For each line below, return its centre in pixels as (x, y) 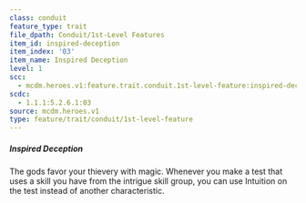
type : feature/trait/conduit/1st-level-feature (102, 119)
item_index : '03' (42, 52)
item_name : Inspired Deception (69, 60)
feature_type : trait (49, 26)
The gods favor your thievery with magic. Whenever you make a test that (146, 172)
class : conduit (38, 18)
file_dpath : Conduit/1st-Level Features (87, 35)
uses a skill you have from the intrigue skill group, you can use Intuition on (148, 181)
